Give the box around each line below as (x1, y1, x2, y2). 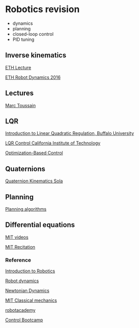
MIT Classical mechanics (5, 297, 57, 304)
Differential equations (5, 221, 75, 229)
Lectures (5, 89, 34, 98)
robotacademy (5, 307, 36, 313)
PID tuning (12, 36, 34, 42)
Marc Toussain (5, 102, 36, 108)
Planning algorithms (5, 206, 47, 212)
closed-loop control (12, 31, 54, 37)
